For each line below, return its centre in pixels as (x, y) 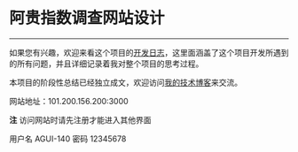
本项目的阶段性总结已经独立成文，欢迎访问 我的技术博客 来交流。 (125, 82)
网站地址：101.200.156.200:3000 (69, 101)
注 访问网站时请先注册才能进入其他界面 (80, 119)
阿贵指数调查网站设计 (87, 18)
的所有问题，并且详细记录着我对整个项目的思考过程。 (106, 64)
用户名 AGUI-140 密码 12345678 (68, 139)
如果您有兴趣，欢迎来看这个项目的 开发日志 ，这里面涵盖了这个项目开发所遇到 (149, 52)
